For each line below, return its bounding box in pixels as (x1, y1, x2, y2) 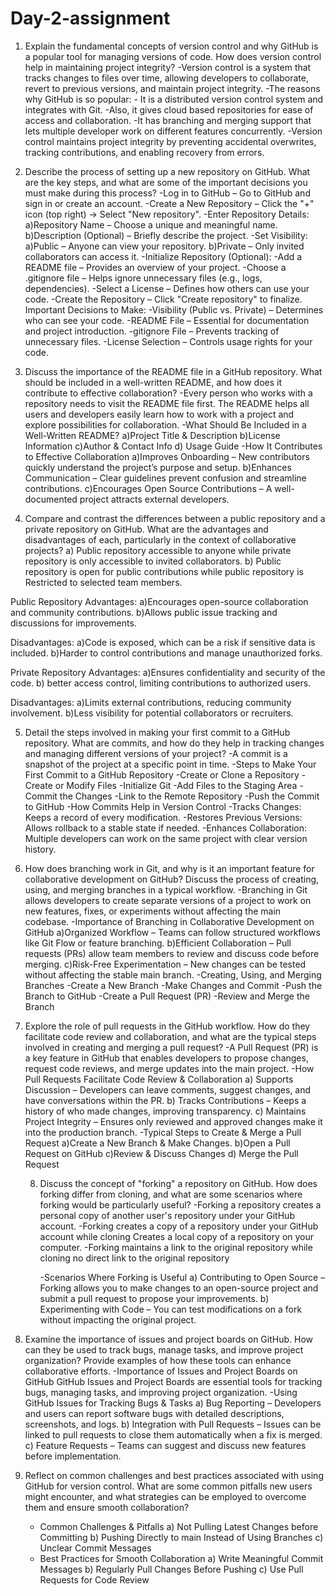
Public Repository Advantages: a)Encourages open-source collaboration (10, 595, 309, 607)
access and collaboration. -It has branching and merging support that (24, 114, 312, 126)
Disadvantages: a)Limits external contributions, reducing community (10, 696, 292, 708)
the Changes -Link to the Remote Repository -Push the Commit (59, 790, 320, 802)
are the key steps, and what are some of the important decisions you (24, 176, 308, 188)
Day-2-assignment (10, 7, 171, 30)
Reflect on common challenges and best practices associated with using (24, 1469, 324, 1481)
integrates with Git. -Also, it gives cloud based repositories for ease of (24, 103, 314, 116)
